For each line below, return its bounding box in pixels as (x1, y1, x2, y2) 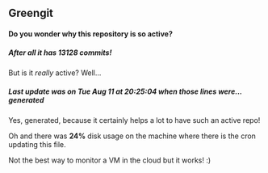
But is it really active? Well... (8, 68, 102, 78)
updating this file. (8, 139, 66, 149)
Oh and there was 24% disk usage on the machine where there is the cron (8, 131, 257, 141)
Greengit (8, 6, 54, 20)
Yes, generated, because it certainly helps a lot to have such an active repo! (8, 115, 261, 124)
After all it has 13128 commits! (8, 48, 112, 57)
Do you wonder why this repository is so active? (8, 28, 174, 39)
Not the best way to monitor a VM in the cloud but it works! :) (8, 155, 211, 165)
